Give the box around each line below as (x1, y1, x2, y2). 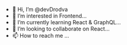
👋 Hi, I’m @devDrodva (12, 6, 68, 13)
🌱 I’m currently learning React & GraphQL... (12, 19, 121, 26)
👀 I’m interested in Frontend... (12, 12, 87, 19)
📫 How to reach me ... (12, 32, 69, 39)
